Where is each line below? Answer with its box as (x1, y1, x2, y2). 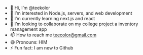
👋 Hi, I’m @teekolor (10, 5, 51, 11)
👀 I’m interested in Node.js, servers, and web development (10, 10, 133, 16)
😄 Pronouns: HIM (10, 39, 48, 45)
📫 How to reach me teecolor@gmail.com (10, 32, 97, 38)
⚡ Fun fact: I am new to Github (10, 45, 74, 50)
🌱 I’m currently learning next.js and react (10, 16, 95, 21)
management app (10, 26, 47, 32)
